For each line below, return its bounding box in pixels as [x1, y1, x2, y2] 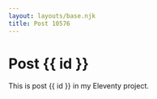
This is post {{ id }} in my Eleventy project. [8, 81, 150, 91]
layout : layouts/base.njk [8, 11, 95, 20]
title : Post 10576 [8, 19, 70, 28]
